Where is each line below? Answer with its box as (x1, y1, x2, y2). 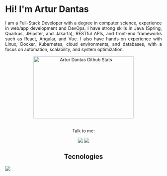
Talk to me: (72, 128, 95, 134)
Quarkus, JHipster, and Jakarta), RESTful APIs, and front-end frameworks (5, 30, 162, 36)
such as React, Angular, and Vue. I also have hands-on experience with (5, 36, 162, 42)
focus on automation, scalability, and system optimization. (5, 46, 124, 52)
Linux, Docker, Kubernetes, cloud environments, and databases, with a (5, 41, 162, 47)
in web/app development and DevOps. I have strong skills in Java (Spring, (5, 25, 162, 31)
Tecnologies (64, 153, 103, 161)
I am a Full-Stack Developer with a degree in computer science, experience (5, 20, 162, 26)
